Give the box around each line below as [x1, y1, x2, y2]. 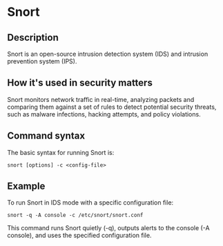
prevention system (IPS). [7, 57, 77, 65]
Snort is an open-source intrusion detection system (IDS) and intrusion [7, 50, 209, 58]
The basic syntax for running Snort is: [7, 148, 115, 156]
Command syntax [7, 130, 85, 142]
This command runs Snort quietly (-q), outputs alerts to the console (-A [7, 224, 210, 232]
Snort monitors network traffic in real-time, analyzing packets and [7, 95, 195, 103]
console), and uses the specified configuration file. [7, 232, 152, 240]
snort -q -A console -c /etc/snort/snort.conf [7, 212, 144, 219]
